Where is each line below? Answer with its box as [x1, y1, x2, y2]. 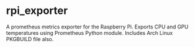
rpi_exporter [6, 4, 68, 17]
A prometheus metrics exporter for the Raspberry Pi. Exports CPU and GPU [6, 23, 189, 30]
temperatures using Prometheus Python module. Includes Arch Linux [6, 29, 173, 36]
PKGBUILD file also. [6, 35, 54, 42]
